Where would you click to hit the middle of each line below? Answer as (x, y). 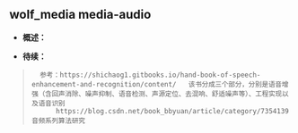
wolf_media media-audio (80, 15)
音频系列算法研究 (58, 121)
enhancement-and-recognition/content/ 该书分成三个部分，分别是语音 (157, 84)
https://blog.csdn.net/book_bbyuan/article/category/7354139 (172, 111)
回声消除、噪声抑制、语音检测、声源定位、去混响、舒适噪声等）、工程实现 (167, 94)
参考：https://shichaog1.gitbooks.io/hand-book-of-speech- (150, 75)
